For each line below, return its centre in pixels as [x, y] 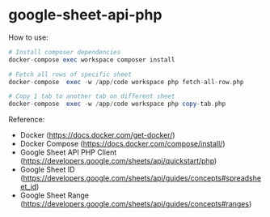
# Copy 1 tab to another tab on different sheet [92, 96]
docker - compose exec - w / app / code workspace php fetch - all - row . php [126, 82]
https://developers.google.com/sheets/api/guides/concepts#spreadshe [142, 178]
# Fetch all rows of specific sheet [70, 74]
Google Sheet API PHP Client [68, 152]
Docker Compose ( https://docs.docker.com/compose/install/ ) [122, 144]
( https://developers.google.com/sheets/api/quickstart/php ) [118, 161]
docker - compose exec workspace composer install [92, 60]
